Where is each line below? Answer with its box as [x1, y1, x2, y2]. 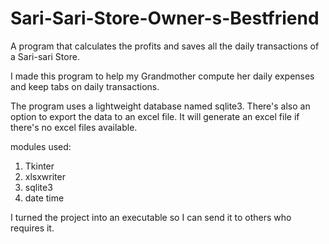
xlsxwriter [24, 170, 66, 182]
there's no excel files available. [10, 121, 138, 133]
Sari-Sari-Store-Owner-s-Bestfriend [10, 7, 320, 30]
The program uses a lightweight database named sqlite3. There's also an [10, 100, 311, 112]
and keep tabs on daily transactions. [10, 80, 160, 92]
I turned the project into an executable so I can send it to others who [10, 211, 292, 223]
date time [24, 192, 65, 204]
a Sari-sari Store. [10, 50, 80, 62]
